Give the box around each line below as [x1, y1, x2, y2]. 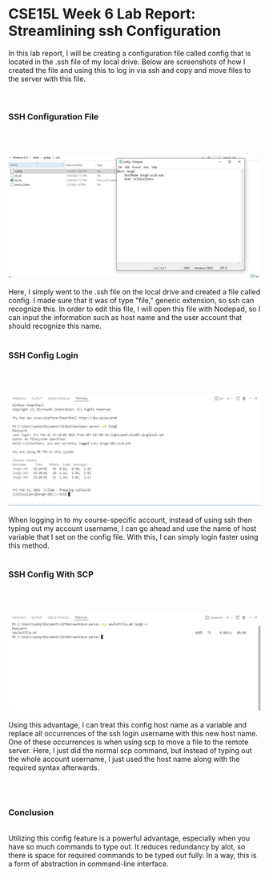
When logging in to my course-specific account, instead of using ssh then [8, 515, 252, 525]
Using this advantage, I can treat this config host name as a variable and [8, 719, 247, 730]
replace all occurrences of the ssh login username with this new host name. [8, 728, 259, 738]
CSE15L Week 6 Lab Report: [8, 5, 196, 23]
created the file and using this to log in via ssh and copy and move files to [8, 65, 251, 75]
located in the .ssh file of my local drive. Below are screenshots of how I [8, 57, 246, 67]
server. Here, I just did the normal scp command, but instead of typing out [8, 745, 252, 755]
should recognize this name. [8, 322, 102, 331]
